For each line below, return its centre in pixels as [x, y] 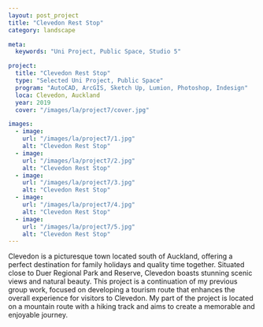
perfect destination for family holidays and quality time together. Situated [126, 265]
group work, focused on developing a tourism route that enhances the [122, 290]
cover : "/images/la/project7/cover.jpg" [82, 110]
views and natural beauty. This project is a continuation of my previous [123, 281]
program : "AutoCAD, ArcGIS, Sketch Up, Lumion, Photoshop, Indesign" [131, 87]
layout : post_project [44, 15]
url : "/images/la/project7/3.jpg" [79, 183]
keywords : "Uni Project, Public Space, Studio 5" [98, 52]
